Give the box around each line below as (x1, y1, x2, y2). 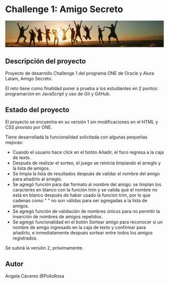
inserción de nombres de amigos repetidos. (12, 214, 103, 220)
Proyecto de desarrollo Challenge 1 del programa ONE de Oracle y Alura (5, 70, 154, 76)
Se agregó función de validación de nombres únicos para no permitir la (12, 208, 160, 214)
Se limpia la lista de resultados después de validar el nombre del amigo (12, 171, 160, 177)
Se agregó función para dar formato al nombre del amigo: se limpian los (12, 181, 162, 187)
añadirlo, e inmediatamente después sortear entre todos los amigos (12, 230, 153, 236)
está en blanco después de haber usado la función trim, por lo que (12, 192, 151, 198)
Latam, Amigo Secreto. (5, 76, 53, 82)
